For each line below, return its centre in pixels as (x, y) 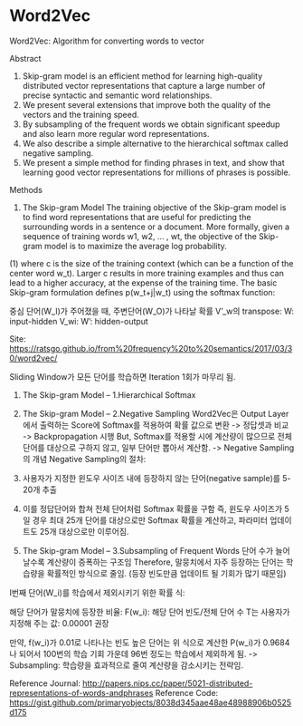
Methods (26, 189)
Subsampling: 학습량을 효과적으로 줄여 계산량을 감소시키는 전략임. (127, 665)
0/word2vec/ (33, 358)
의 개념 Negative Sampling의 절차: (84, 459)
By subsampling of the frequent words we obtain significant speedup (151, 124)
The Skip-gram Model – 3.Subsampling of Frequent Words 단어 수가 (148, 550)
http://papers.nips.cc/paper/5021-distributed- (168, 683)
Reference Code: (187, 692)
